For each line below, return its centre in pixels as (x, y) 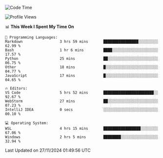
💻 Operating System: (27, 123)
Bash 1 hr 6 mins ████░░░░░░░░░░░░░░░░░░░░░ (82, 50)
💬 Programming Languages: (31, 37)
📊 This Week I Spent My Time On (40, 26)
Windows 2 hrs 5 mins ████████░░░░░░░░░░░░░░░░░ (82, 137)
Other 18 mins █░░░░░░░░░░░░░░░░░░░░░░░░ (82, 67)
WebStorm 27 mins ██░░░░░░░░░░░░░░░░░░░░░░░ (82, 101)
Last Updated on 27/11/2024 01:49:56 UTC (48, 150)
